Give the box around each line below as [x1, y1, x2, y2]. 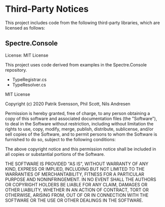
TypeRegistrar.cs [12, 76, 47, 82]
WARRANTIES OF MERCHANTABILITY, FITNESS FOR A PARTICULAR [5, 171, 144, 177]
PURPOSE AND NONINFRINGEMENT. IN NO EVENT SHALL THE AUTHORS [5, 176, 157, 182]
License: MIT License [5, 52, 48, 58]
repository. [5, 67, 27, 73]
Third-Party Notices [5, 3, 89, 15]
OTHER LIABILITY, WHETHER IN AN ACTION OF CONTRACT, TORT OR [5, 187, 149, 193]
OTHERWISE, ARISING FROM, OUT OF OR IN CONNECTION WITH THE [5, 192, 149, 198]
